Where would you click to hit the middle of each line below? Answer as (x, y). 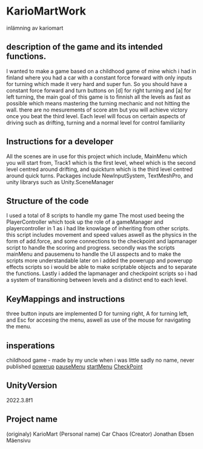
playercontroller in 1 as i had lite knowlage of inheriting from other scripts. (98, 228)
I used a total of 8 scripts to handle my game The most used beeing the (95, 216)
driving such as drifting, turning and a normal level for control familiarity (96, 122)
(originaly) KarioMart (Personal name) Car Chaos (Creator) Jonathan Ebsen (100, 434)
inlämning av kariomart (35, 28)
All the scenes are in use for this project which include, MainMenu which (97, 156)
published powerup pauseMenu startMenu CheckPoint (75, 367)
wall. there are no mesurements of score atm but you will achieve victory (97, 110)
